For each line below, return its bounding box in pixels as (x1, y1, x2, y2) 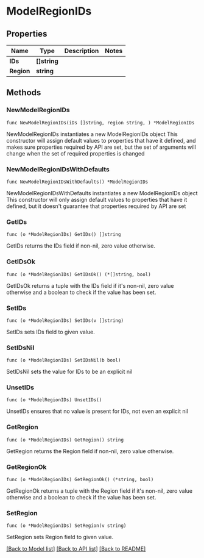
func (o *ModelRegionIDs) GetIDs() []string (6, 232, 121, 238)
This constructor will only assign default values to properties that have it (6, 196, 188, 203)
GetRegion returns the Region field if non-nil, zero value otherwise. (6, 447, 174, 455)
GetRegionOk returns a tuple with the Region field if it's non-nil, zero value (6, 487, 193, 495)
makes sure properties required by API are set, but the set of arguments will (6, 143, 196, 151)
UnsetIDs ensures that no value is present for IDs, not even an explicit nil (6, 407, 189, 415)
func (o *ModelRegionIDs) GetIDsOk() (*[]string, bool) (6, 271, 151, 277)
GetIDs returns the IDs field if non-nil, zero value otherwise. (6, 242, 155, 249)
